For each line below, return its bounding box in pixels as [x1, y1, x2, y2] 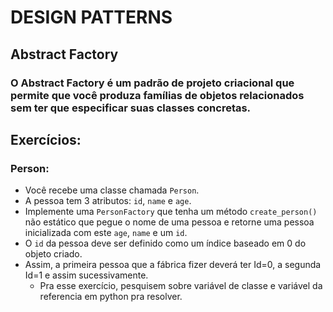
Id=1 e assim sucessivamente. [24, 269, 149, 281]
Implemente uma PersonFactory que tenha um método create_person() [24, 206, 318, 218]
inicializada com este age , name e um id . [24, 227, 188, 239]
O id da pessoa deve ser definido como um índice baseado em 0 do [24, 237, 307, 250]
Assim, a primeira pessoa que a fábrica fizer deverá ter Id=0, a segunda [24, 259, 322, 271]
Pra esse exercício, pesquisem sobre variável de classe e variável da [39, 280, 323, 292]
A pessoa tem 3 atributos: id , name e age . [24, 195, 192, 207]
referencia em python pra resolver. [39, 291, 183, 303]
